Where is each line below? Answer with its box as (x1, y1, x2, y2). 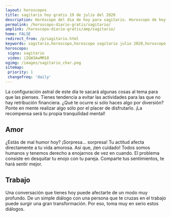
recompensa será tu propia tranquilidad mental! (5, 110, 105, 116)
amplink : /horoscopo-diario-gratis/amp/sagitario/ (5, 27, 116, 32)
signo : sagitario (7, 50, 45, 56)
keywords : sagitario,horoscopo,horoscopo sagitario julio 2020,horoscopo (5, 41, 166, 46)
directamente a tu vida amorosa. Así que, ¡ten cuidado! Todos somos (5, 144, 151, 151)
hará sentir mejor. (5, 160, 42, 167)
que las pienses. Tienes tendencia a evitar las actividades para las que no (5, 94, 161, 100)
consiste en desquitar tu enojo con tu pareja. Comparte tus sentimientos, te (5, 155, 164, 161)
